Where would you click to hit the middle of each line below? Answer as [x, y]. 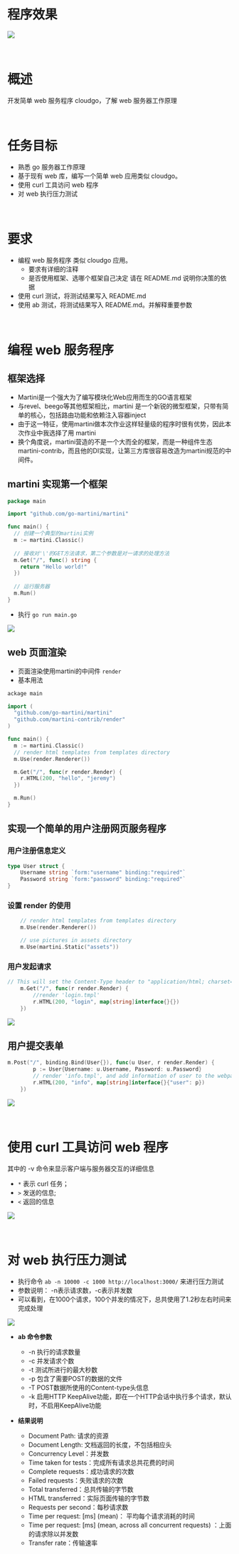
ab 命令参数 [35, 1336]
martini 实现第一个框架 [58, 484]
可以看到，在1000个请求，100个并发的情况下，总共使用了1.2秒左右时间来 [124, 1299]
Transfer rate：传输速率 [63, 1543]
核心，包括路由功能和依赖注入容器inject [88, 415]
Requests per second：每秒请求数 [78, 1507]
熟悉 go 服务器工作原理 [51, 167]
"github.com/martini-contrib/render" [70, 720]
